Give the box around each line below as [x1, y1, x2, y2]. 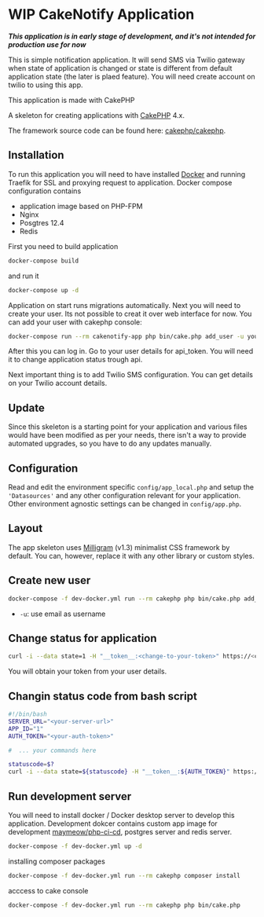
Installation [8, 149, 64, 162]
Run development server [8, 790, 132, 803]
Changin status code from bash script [8, 689, 198, 702]
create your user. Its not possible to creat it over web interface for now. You [8, 309, 252, 318]
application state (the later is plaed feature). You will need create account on [8, 72, 255, 81]
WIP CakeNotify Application [8, 6, 195, 24]
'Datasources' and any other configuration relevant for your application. [8, 491, 241, 500]
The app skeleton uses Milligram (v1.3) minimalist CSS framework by [8, 542, 230, 552]
